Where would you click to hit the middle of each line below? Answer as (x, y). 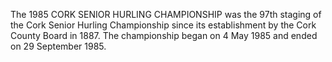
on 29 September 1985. (58, 46)
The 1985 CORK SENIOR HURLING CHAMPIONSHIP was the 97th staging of (166, 14)
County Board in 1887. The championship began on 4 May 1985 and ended (164, 35)
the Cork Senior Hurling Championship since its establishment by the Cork (163, 25)
